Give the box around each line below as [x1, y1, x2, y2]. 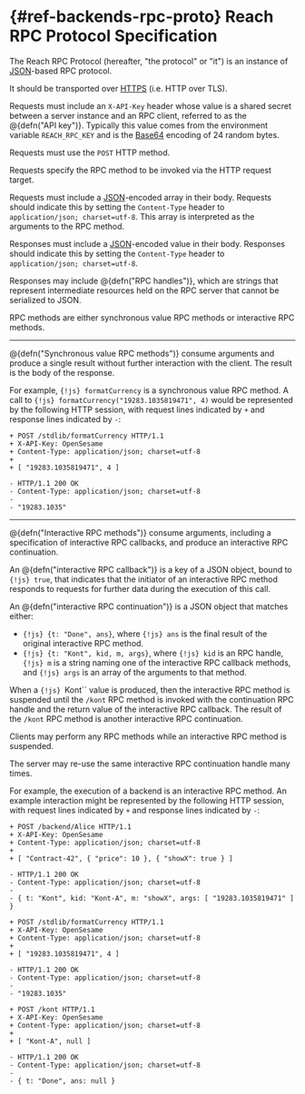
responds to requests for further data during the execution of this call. [9, 583, 271, 594]
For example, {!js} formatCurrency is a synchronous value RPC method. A [9, 384, 289, 396]
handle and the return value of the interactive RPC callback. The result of [9, 704, 282, 715]
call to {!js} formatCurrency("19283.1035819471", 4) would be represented [9, 394, 293, 405]
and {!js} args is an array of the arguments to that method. [22, 666, 247, 677]
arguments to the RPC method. [9, 221, 125, 232]
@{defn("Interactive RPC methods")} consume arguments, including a [9, 527, 271, 537]
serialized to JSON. [9, 294, 82, 305]
